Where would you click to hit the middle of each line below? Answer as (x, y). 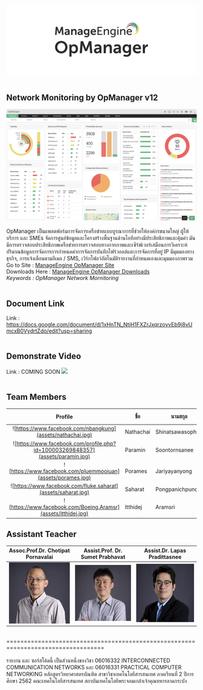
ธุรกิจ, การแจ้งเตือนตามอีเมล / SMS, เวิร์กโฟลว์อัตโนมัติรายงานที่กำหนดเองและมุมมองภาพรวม (100, 258)
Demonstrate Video (44, 356)
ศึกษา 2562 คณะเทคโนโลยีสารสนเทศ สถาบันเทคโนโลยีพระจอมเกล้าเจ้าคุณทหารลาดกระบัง (97, 681)
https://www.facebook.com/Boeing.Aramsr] (66, 507)
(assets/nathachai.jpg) (64, 435)
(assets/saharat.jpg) (64, 492)
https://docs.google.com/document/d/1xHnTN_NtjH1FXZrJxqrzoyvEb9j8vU (99, 325)
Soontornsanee (175, 450)
